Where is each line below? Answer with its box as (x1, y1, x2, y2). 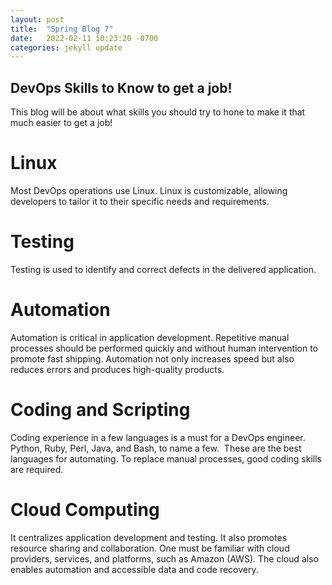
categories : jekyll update (10, 42, 123, 53)
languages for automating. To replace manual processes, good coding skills (10, 452, 322, 465)
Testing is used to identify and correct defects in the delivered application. (10, 263, 317, 275)
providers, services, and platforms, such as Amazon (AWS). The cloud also (10, 552, 319, 565)
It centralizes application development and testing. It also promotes (10, 531, 288, 543)
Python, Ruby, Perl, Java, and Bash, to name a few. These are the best (10, 442, 302, 454)
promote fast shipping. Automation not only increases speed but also (10, 352, 295, 365)
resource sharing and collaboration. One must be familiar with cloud (10, 542, 290, 554)
